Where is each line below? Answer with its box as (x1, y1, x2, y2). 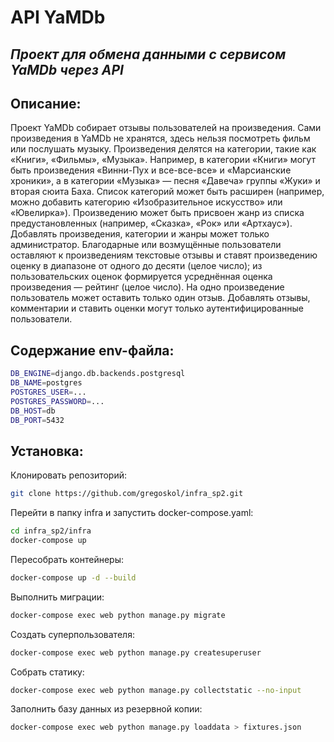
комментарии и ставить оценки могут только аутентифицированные (10, 302, 304, 315)
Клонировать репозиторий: (10, 469, 128, 481)
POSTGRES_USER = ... (10, 387, 87, 397)
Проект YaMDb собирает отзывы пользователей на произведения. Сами (10, 122, 322, 134)
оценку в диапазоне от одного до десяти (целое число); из (10, 260, 263, 272)
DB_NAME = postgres (10, 378, 83, 388)
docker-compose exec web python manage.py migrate (10, 610, 226, 620)
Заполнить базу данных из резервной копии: (10, 703, 203, 715)
